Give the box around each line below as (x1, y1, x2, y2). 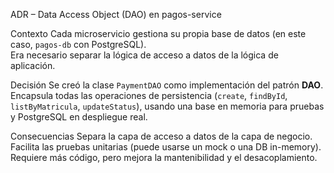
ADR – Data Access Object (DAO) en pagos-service (10, 9, 222, 20)
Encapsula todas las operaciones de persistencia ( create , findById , (10, 90, 288, 101)
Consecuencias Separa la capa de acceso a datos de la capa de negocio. (10, 130, 313, 142)
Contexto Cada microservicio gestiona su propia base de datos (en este (10, 28, 307, 39)
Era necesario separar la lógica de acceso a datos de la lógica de (10, 49, 279, 61)
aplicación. (10, 60, 56, 71)
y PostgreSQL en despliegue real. (10, 111, 148, 123)
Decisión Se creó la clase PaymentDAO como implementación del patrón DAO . (10, 79, 324, 91)
